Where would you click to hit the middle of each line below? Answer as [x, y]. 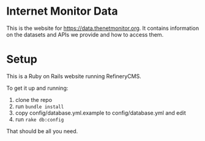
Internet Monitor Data [62, 11]
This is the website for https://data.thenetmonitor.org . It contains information [103, 28]
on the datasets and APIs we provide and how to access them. [85, 34]
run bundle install [39, 106]
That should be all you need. [42, 131]
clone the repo [34, 99]
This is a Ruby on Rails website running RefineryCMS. [74, 76]
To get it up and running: [37, 88]
